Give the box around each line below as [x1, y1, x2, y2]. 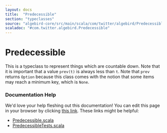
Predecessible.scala [12, 117, 54, 124]
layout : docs [5, 7, 32, 12]
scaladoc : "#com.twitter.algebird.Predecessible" [5, 26, 110, 31]
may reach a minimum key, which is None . [5, 79, 89, 85]
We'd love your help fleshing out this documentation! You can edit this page [5, 102, 160, 109]
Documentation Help [5, 91, 56, 98]
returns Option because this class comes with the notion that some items [5, 74, 155, 80]
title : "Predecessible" [5, 12, 57, 17]
